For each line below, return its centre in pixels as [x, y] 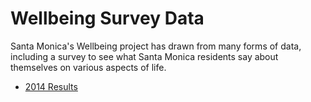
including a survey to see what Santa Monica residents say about [144, 56]
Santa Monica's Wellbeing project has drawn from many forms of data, [156, 46]
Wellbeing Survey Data [107, 18]
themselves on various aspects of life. [88, 67]
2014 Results [51, 86]
